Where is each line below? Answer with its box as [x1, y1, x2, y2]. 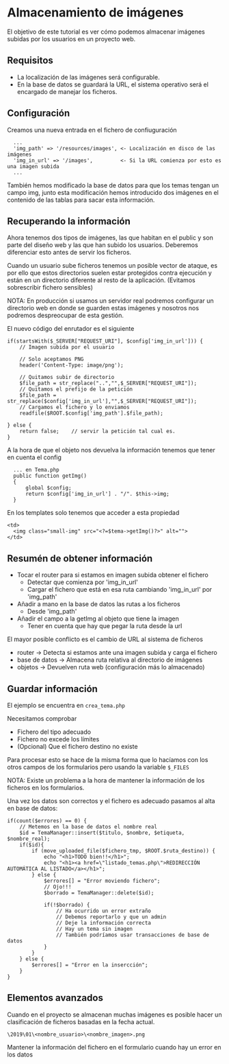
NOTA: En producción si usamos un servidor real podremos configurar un [7, 297, 214, 305]
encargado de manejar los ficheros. [16, 87, 118, 95]
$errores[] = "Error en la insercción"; [31, 962, 148, 969]
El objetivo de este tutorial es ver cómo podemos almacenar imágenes [7, 27, 205, 36]
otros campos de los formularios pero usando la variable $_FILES [7, 763, 189, 771]
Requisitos [7, 55, 53, 67]
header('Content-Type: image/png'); [19, 362, 124, 369]
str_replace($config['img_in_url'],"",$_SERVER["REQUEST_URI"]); [7, 398, 197, 405]
